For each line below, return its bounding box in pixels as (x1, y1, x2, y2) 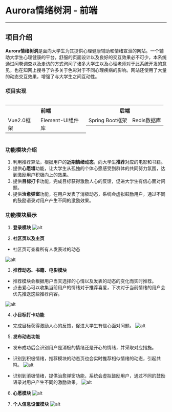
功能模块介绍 (5, 146, 37, 153)
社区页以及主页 (12, 235, 45, 241)
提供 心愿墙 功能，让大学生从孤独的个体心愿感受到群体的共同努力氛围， (12, 165, 161, 172)
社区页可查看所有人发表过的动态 (12, 246, 80, 252)
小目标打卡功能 (12, 311, 45, 317)
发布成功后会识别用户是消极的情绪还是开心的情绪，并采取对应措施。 (12, 344, 157, 350)
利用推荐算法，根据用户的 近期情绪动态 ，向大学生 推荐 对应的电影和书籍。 (12, 159, 165, 165)
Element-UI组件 (40, 117, 79, 124)
